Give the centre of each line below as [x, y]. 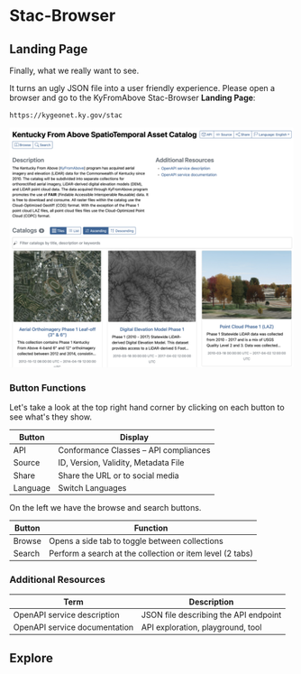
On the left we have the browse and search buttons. [105, 508]
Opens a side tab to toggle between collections [136, 541]
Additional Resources [57, 579]
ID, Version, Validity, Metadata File [121, 463]
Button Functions [48, 388]
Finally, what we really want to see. [74, 70]
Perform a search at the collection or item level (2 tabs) [151, 554]
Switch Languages [92, 487]
